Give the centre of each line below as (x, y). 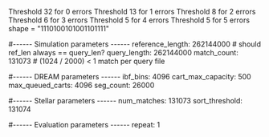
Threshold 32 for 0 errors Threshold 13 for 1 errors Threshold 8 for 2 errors (132, 12)
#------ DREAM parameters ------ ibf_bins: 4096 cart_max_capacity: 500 (130, 77)
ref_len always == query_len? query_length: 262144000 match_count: (123, 52)
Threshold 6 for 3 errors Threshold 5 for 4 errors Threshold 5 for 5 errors (129, 20)
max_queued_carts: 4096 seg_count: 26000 (82, 85)
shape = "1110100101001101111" (59, 28)
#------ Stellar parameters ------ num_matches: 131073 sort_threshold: (126, 101)
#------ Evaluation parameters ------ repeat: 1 (84, 125)
